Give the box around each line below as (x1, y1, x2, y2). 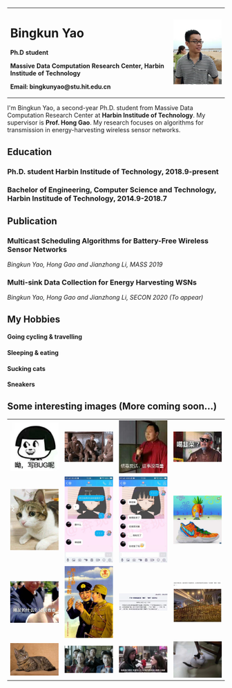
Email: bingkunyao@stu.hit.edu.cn (10, 82, 111, 91)
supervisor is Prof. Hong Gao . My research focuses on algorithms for (7, 118, 204, 127)
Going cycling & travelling (7, 333, 83, 341)
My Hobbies (7, 313, 61, 325)
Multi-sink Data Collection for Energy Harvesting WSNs (7, 278, 197, 287)
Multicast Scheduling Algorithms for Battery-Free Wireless (7, 236, 209, 246)
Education (7, 146, 52, 158)
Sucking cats (7, 364, 46, 372)
